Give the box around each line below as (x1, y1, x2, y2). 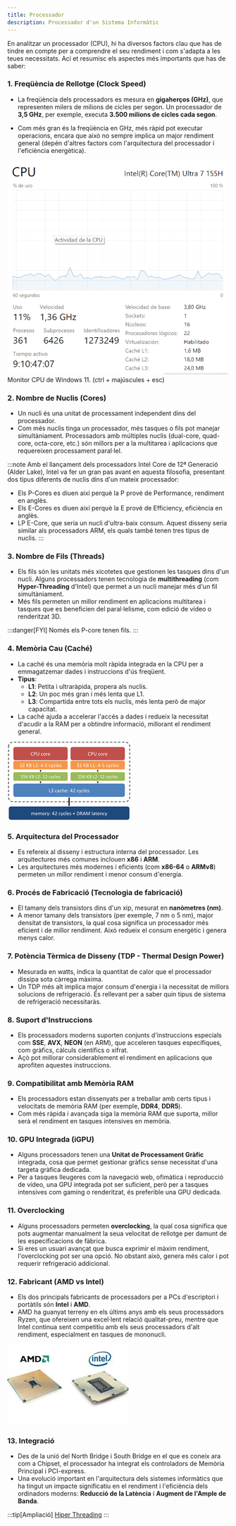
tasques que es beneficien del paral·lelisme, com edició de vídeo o (17, 605, 212, 614)
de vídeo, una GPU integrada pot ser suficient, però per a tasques (17, 1180, 209, 1189)
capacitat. (27, 704, 58, 713)
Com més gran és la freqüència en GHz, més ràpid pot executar (17, 123, 203, 132)
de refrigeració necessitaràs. (17, 997, 102, 1006)
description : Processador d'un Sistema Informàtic (7, 18, 159, 26)
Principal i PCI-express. (17, 1467, 86, 1475)
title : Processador (7, 11, 65, 18)
